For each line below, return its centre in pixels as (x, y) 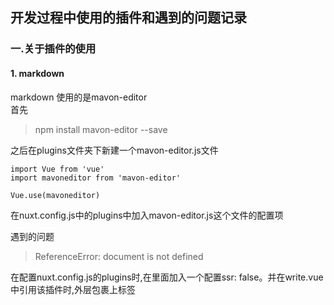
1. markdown (37, 73)
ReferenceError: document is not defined (119, 256)
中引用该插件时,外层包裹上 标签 (73, 289)
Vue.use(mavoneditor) (55, 195)
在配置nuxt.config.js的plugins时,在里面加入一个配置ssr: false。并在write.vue (167, 277)
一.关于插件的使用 (53, 49)
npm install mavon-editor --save (101, 129)
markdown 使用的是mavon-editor (79, 97)
